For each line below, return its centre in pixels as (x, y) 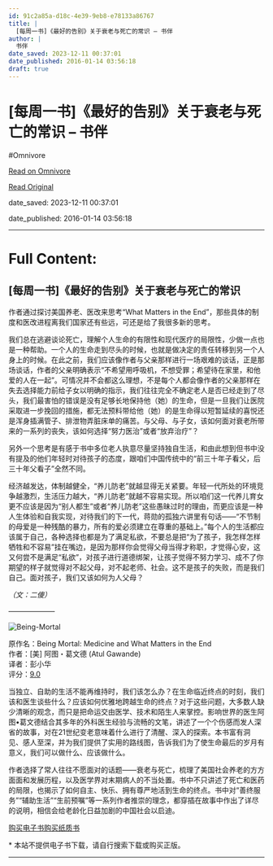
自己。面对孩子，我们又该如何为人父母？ (76, 577)
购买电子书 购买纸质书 (44, 828)
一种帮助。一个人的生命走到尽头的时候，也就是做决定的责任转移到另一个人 (140, 349)
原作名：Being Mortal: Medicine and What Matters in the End (110, 643)
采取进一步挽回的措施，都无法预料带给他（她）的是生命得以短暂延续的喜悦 (133, 410)
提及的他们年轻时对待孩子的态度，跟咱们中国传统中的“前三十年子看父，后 (138, 458)
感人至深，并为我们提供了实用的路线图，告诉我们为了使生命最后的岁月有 (143, 742)
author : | (25, 39)
